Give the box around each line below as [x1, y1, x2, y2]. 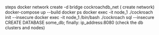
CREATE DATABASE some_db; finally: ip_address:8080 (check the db [5, 19, 143, 25]
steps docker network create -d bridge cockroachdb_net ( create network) [5, 4, 155, 10]
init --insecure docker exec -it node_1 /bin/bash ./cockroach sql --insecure [5, 15, 155, 20]
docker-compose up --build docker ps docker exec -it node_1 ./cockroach [5, 9, 153, 15]
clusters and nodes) [5, 25, 45, 31]
